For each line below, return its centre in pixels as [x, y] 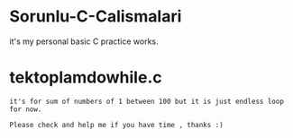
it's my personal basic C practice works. [84, 41]
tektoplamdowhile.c [86, 78]
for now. [26, 109]
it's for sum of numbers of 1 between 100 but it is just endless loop [146, 101]
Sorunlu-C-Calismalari [96, 17]
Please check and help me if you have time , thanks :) [116, 125]
